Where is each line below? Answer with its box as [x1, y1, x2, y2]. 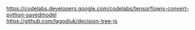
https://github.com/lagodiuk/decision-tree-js [6, 18, 118, 24]
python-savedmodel [6, 11, 57, 18]
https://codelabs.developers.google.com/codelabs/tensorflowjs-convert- [6, 5, 189, 12]
